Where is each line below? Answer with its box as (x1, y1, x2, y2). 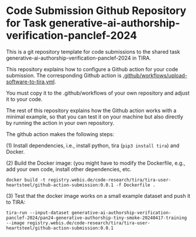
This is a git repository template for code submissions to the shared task (6, 48, 180, 55)
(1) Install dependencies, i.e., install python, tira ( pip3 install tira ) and (6, 142, 180, 149)
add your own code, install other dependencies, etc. (6, 165, 132, 173)
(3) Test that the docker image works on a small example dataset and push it (6, 192, 191, 199)
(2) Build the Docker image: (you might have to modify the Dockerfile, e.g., (6, 159, 185, 166)
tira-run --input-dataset (6, 210, 69, 215)
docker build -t (6, 177, 46, 183)
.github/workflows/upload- (122, 72, 188, 79)
